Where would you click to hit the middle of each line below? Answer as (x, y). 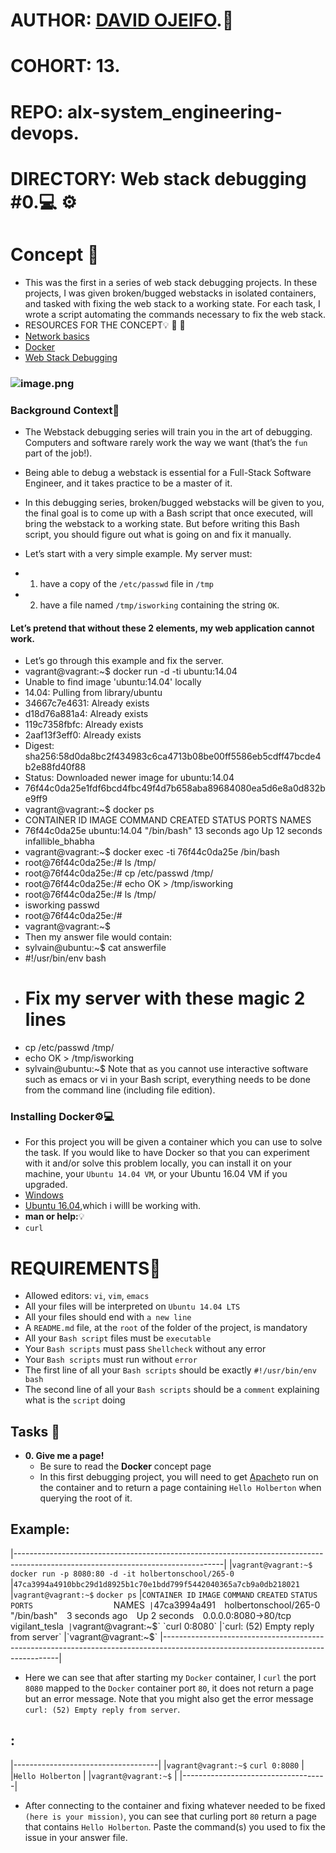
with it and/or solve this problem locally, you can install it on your (158, 1163)
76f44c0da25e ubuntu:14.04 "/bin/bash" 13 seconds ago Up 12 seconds (173, 831)
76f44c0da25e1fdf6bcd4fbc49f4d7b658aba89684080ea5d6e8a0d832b (175, 788)
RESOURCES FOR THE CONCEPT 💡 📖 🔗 (105, 325)
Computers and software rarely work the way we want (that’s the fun (166, 442)
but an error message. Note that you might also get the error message (169, 1698)
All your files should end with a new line (108, 1317)
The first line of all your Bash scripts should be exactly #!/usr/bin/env (170, 1370)
